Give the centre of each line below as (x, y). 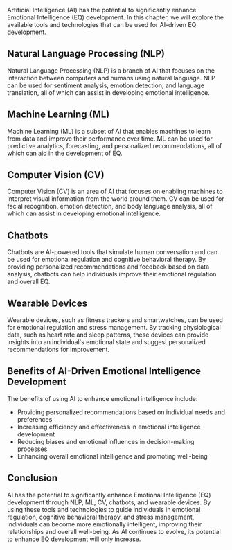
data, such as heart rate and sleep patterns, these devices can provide (108, 335)
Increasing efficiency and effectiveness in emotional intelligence (109, 427)
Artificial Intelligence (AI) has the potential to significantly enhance (102, 10)
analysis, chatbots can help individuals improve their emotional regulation (112, 274)
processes (32, 449)
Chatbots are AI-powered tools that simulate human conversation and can (113, 252)
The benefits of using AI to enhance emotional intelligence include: (102, 398)
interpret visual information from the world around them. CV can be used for (116, 199)
